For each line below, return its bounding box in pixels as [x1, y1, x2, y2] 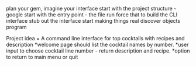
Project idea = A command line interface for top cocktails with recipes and [6, 35, 185, 41]
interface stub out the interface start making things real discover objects [6, 18, 180, 24]
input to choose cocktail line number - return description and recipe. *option [6, 47, 190, 54]
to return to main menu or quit [6, 54, 78, 60]
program [6, 23, 27, 30]
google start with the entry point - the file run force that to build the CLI [6, 11, 177, 18]
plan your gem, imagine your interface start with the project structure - [6, 5, 177, 12]
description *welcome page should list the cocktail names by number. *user [6, 41, 189, 48]
